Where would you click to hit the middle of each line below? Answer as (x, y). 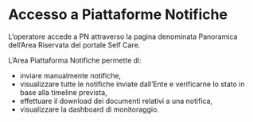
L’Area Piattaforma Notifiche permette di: (75, 60)
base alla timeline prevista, (63, 92)
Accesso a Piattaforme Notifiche (118, 15)
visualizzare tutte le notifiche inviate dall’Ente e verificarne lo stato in (132, 84)
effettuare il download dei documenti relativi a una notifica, (116, 101)
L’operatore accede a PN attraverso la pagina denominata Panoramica (123, 36)
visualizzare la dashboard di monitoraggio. (89, 109)
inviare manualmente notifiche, (70, 75)
